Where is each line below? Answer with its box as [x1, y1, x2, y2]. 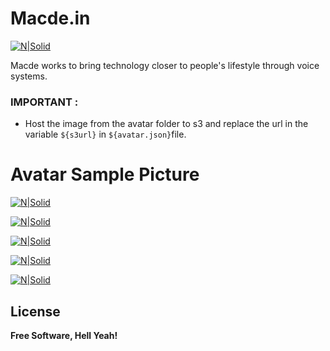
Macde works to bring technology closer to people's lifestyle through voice [10, 59, 320, 71]
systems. [10, 70, 48, 82]
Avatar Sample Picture [10, 163, 200, 186]
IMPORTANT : [10, 95, 79, 109]
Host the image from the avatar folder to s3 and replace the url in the [24, 118, 309, 130]
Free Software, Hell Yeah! [10, 329, 118, 341]
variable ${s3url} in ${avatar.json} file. [24, 128, 187, 141]
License [10, 303, 61, 320]
